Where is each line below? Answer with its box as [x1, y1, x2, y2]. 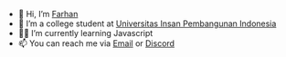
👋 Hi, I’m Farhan [17, 9, 79, 19]
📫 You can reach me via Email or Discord [17, 38, 175, 49]
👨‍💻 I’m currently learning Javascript [17, 28, 154, 38]
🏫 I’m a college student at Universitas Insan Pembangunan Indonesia [17, 18, 277, 29]
